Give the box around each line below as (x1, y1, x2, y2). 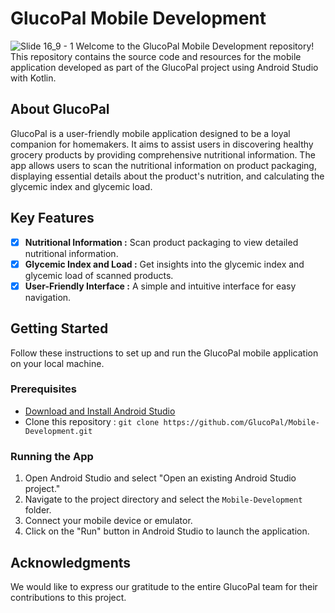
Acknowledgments (10, 554, 132, 571)
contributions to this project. (10, 591, 127, 603)
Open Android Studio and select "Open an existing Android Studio (24, 472, 297, 484)
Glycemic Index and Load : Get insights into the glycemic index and (24, 258, 305, 270)
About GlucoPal (10, 101, 110, 118)
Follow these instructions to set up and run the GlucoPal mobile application (10, 347, 319, 359)
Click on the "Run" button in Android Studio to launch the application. (24, 525, 310, 537)
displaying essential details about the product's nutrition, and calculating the (10, 170, 325, 182)
